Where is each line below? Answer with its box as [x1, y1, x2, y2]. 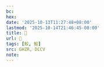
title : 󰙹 [6, 30, 27, 36]
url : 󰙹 [6, 36, 22, 41]
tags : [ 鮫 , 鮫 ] [6, 41, 41, 47]
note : [6, 52, 19, 58]
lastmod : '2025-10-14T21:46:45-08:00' [6, 24, 100, 31]
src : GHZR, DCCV [6, 47, 45, 52]
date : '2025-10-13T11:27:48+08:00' [6, 19, 92, 25]
